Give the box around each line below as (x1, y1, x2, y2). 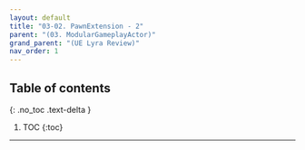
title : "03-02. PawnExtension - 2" (9, 22, 144, 31)
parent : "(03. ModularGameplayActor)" (9, 30, 156, 39)
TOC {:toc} (22, 121, 64, 132)
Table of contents (9, 80, 111, 96)
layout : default (9, 13, 71, 23)
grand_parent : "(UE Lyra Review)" (9, 38, 141, 48)
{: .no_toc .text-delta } (9, 104, 92, 115)
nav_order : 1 (9, 47, 59, 56)
